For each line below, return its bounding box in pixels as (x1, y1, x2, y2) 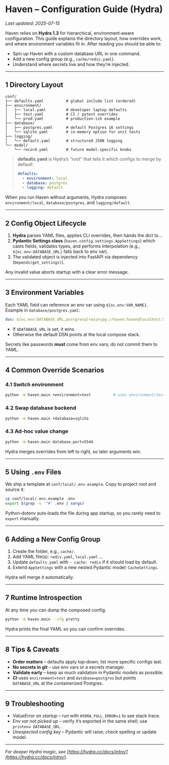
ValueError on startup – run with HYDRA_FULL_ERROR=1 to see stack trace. (12, 713, 160, 719)
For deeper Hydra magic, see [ (5, 749, 69, 755)
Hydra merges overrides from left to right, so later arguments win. (5, 448, 142, 454)
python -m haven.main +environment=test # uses (5, 392, 127, 397)
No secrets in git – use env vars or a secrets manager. (12, 664, 125, 670)
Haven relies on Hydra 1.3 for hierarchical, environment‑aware (5, 30, 134, 36)
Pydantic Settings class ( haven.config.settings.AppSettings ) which (12, 238, 155, 244)
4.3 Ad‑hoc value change (5, 428, 69, 435)
